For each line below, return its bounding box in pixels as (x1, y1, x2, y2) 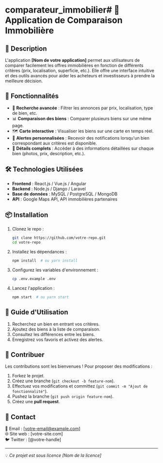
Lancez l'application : (12, 285, 55, 291)
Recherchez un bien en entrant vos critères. (12, 321, 100, 327)
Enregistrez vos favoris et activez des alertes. (12, 337, 103, 342)
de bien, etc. (12, 110, 37, 116)
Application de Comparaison (5, 15, 123, 26)
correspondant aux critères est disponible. (12, 140, 97, 146)
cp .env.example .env (12, 277, 56, 282)
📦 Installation (5, 211, 49, 219)
